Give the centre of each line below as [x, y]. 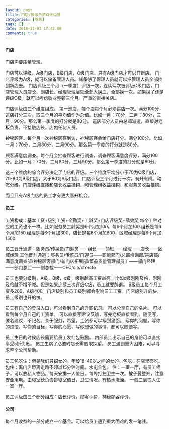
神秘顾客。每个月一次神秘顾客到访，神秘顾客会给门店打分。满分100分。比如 [84, 138]
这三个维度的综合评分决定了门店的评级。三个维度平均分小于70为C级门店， [82, 172]
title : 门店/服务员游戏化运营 [33, 15]
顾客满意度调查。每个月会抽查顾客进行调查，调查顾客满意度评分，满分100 [82, 155]
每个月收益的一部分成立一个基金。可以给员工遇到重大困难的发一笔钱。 [78, 421]
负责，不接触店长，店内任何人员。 [45, 128]
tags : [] [14, 24]
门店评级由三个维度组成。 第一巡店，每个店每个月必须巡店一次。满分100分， [84, 109]
